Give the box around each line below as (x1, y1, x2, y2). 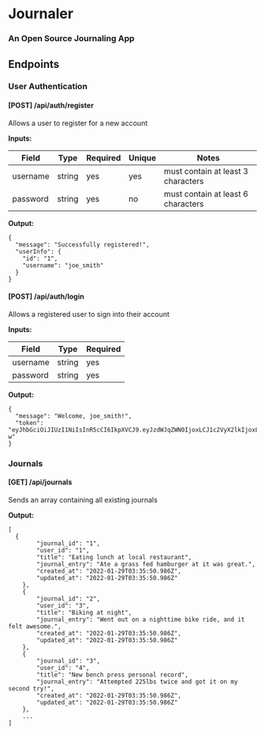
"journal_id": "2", (36, 594, 101, 603)
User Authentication (8, 81, 88, 92)
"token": (15, 419, 44, 427)
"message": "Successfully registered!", (15, 240, 150, 249)
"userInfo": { (15, 247, 62, 255)
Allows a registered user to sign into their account (8, 309, 170, 318)
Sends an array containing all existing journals (8, 495, 158, 504)
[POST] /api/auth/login (8, 292, 84, 301)
